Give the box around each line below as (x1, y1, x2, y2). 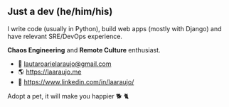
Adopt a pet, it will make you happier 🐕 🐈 (7, 91, 129, 100)
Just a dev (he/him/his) (7, 6, 113, 18)
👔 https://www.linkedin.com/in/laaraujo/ (17, 77, 134, 86)
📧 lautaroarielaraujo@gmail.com (17, 60, 112, 68)
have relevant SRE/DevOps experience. (7, 32, 123, 40)
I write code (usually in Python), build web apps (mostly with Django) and (7, 24, 222, 33)
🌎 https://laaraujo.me (17, 67, 82, 76)
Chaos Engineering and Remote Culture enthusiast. (7, 45, 161, 54)
